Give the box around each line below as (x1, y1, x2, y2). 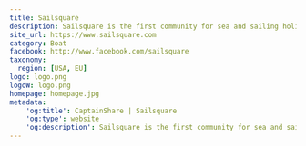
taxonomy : (9, 55, 47, 64)
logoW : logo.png (9, 81, 71, 90)
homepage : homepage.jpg (9, 89, 100, 98)
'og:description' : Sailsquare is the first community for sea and (25, 123, 283, 132)
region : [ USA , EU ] (17, 64, 88, 73)
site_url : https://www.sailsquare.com (9, 30, 157, 39)
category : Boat (9, 38, 67, 48)
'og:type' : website (25, 114, 100, 123)
